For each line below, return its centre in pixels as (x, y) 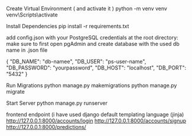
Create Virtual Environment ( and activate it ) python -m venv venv (87, 9)
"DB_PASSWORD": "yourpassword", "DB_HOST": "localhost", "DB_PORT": (96, 68)
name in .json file (27, 50)
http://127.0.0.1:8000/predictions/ (46, 127)
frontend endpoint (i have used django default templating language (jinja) (95, 115)
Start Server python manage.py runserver (57, 103)
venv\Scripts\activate (32, 15)
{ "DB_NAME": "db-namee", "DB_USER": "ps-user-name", (76, 62)
